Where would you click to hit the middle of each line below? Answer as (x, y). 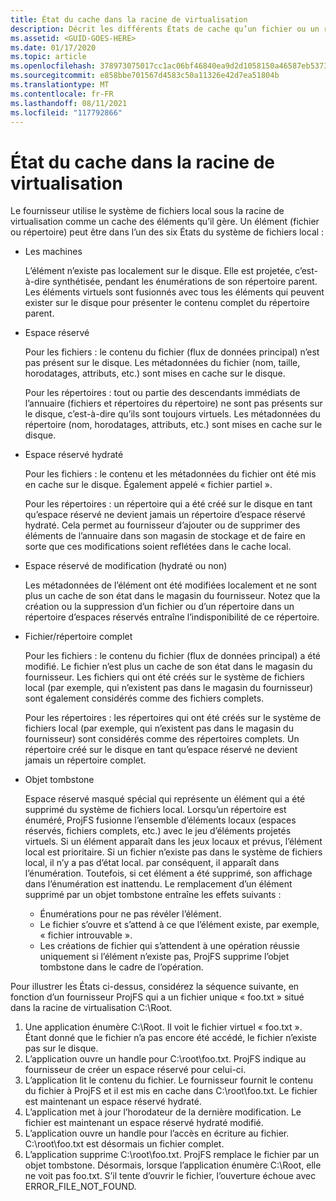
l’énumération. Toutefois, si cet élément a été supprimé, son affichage (168, 873)
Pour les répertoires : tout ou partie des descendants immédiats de (162, 393)
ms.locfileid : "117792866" (66, 112)
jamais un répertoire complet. (85, 760)
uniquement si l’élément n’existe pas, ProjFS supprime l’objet (164, 957)
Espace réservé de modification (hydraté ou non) (126, 566)
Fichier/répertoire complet (78, 637)
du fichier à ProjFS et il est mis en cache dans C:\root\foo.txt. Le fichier (171, 1091)
